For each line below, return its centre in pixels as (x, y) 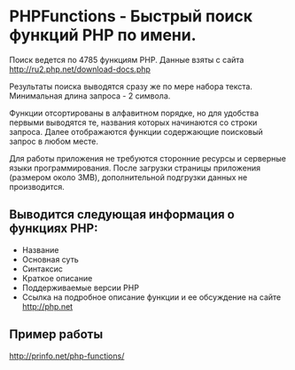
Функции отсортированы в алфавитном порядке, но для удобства (134, 113)
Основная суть (50, 259)
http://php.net (47, 306)
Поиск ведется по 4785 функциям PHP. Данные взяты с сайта (127, 59)
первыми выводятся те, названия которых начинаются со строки (133, 122)
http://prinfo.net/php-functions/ (67, 356)
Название (40, 249)
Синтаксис (43, 269)
